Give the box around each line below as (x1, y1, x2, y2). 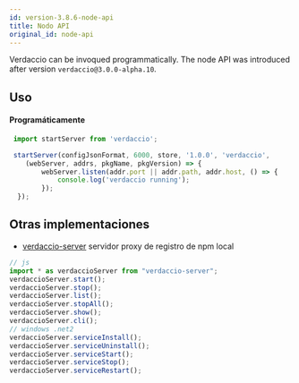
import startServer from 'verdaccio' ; (13, 134, 158, 143)
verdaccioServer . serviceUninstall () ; (9, 341, 150, 350)
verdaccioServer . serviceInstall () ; (9, 333, 142, 342)
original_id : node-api (9, 30, 94, 38)
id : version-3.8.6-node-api (9, 13, 115, 22)
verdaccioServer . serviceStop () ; (9, 358, 130, 367)
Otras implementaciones (9, 217, 150, 233)
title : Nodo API (9, 21, 70, 30)
